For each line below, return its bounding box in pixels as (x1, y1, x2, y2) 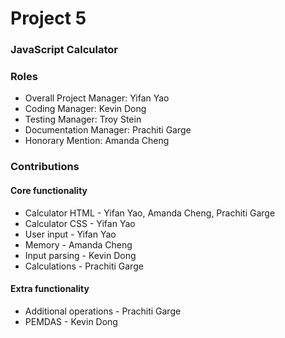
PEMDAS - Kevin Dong (24, 315, 118, 327)
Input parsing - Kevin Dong (24, 249, 137, 261)
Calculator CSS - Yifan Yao (24, 217, 136, 229)
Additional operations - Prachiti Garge (24, 305, 182, 317)
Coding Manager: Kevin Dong (24, 103, 147, 115)
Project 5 (10, 7, 87, 30)
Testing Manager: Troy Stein (24, 113, 142, 126)
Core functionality (10, 184, 88, 196)
